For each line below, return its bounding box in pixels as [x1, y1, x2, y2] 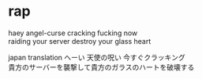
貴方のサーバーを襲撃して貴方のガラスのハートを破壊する [8, 62, 195, 72]
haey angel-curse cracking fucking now [8, 28, 138, 38]
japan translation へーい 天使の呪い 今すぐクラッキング [8, 52, 185, 62]
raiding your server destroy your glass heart [8, 36, 151, 45]
